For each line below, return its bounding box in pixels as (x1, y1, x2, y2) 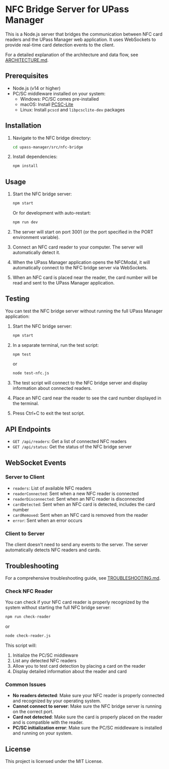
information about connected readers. (12, 385, 92, 391)
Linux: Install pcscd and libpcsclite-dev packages (20, 106, 125, 112)
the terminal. (12, 400, 39, 407)
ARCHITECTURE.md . (5, 57, 49, 63)
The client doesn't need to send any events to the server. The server (5, 542, 148, 548)
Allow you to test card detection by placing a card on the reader (12, 663, 146, 669)
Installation (5, 122, 41, 130)
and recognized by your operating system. (12, 698, 101, 704)
